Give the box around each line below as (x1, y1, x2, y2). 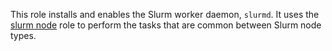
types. (10, 30, 37, 41)
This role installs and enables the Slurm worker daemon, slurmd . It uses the (10, 9, 320, 20)
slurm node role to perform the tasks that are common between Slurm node (10, 19, 322, 31)
